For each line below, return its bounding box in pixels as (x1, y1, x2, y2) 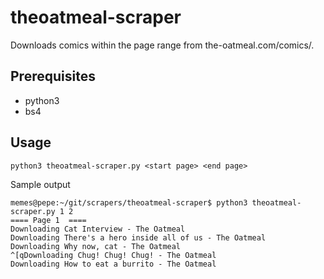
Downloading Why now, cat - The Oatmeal (10, 241, 182, 251)
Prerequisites (10, 68, 96, 85)
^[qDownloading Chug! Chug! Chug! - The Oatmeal (10, 250, 217, 260)
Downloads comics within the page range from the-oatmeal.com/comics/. (10, 39, 315, 51)
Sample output (10, 178, 71, 190)
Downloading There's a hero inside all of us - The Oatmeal (10, 232, 267, 243)
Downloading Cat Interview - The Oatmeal (10, 224, 186, 234)
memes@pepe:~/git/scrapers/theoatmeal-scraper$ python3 (10, 197, 248, 208)
